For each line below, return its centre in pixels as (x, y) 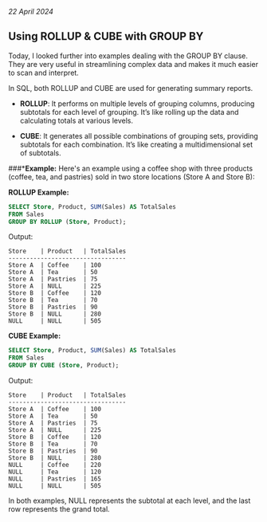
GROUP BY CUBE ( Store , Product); (64, 366)
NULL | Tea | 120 (55, 472)
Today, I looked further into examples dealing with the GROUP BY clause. (128, 56)
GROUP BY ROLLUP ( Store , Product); (67, 222)
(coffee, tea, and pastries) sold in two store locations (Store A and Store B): (132, 177)
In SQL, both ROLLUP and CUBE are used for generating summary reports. (131, 88)
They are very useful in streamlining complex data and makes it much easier (133, 64)
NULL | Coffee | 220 (55, 465)
